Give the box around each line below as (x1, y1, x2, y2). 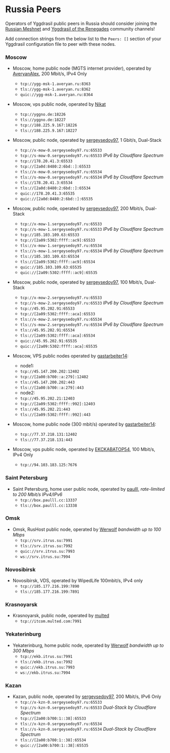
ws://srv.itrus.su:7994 (20, 554, 71, 559)
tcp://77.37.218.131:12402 (20, 432, 77, 437)
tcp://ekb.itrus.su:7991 (20, 654, 73, 659)
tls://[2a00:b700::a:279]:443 (20, 385, 84, 390)
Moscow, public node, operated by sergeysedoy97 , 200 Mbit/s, (12, 205, 145, 212)
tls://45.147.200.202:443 (20, 380, 75, 385)
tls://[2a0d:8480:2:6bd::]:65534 (20, 186, 91, 191)
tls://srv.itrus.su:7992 (20, 543, 73, 549)
